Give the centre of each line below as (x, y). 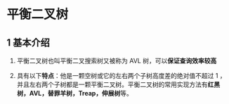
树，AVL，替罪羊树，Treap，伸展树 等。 (74, 93)
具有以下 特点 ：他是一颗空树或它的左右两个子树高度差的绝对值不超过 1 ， (121, 76)
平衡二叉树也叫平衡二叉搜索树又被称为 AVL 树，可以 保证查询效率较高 (117, 61)
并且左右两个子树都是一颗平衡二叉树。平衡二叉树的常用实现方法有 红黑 (118, 84)
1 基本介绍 (28, 43)
